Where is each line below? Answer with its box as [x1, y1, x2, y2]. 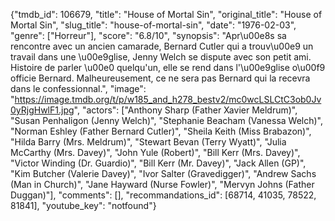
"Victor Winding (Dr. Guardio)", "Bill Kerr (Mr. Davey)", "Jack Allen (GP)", [10, 157, 307, 169]
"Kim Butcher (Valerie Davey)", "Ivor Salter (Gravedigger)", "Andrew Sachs [10, 168, 317, 179]
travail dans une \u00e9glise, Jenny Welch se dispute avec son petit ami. [10, 51, 312, 63]
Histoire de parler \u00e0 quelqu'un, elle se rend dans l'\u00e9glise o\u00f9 [10, 62, 326, 73]
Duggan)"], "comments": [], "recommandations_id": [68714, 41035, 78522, [10, 189, 317, 201]
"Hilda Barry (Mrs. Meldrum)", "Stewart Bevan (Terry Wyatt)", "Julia [10, 136, 287, 148]
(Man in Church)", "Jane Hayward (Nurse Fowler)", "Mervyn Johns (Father [10, 179, 315, 190]
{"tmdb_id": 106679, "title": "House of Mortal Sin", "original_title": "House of [10, 9, 323, 20]
